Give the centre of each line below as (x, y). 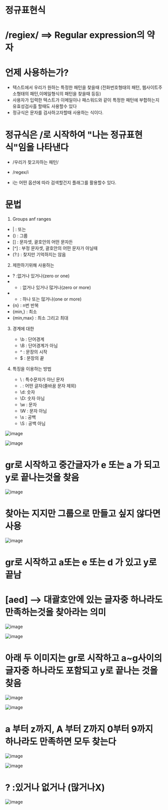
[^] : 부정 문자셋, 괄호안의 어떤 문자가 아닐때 (55, 248)
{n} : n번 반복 (25, 306)
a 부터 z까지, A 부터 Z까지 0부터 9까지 (79, 729)
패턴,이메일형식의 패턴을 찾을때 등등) (65, 94)
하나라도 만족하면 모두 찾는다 (61, 742)
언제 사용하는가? (37, 73)
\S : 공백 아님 (33, 424)
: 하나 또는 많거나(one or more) (51, 299)
